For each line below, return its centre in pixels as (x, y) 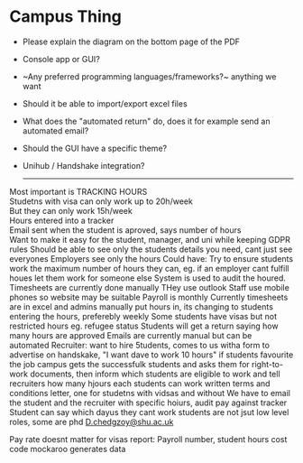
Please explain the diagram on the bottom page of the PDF (131, 42)
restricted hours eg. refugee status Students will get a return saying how (144, 326)
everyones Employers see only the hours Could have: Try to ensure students (151, 258)
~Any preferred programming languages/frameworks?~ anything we (149, 76)
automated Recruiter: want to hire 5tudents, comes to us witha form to (140, 345)
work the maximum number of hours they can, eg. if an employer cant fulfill (149, 268)
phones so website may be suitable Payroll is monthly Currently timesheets (149, 297)
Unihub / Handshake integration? (83, 165)
